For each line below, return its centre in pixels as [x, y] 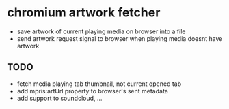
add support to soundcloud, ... [59, 98]
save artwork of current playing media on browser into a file [101, 31]
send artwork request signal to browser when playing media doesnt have [120, 38]
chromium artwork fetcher [84, 13]
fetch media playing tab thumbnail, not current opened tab [99, 84]
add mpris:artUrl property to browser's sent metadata [93, 91]
